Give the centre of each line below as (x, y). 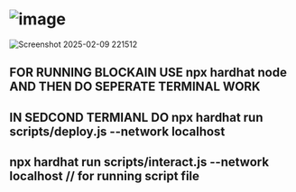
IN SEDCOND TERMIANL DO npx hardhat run (136, 117)
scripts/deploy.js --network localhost (117, 131)
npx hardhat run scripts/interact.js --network (139, 162)
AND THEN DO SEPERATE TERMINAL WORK (135, 87)
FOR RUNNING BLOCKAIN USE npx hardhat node (148, 73)
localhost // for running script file (105, 176)
